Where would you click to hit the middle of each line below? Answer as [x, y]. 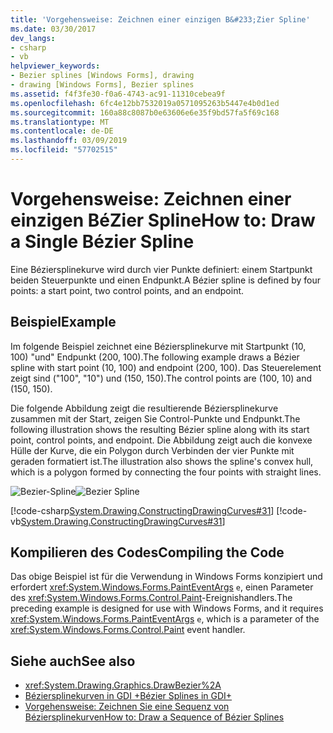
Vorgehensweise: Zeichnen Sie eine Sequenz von [127, 707]
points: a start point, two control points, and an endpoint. [127, 290]
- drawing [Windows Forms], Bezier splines [102, 85]
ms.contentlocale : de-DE [62, 131]
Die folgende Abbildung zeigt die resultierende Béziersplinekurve [144, 408]
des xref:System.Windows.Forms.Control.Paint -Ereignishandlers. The [151, 598]
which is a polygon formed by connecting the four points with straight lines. [166, 472]
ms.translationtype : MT [60, 122]
